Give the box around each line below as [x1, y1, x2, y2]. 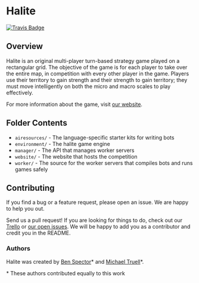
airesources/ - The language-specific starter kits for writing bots [14, 133, 175, 141]
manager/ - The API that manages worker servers [14, 147, 135, 154]
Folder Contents [6, 118, 67, 128]
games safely [14, 166, 48, 173]
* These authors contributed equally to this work [6, 269, 125, 276]
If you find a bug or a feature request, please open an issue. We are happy [6, 199, 189, 206]
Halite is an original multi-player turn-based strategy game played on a [6, 57, 180, 64]
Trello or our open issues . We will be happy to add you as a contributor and [6, 223, 191, 230]
